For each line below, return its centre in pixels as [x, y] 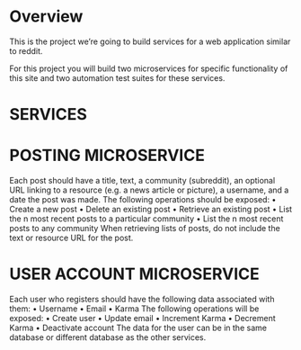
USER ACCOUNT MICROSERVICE [135, 274]
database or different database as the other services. [108, 337]
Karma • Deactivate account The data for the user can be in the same [138, 328]
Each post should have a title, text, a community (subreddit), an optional [142, 181]
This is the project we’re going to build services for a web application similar [150, 41]
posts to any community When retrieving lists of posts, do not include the [145, 229]
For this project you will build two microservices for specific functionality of [149, 68]
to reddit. [26, 50]
